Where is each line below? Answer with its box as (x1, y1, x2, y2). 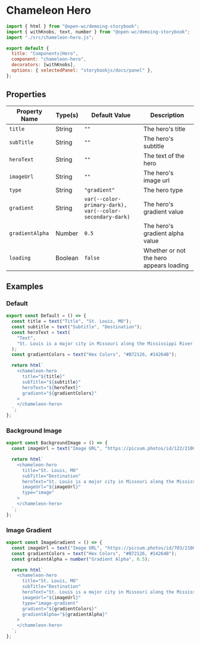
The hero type (143, 186, 183, 194)
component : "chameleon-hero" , (11, 56, 86, 63)
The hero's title (143, 125, 186, 133)
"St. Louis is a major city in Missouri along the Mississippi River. (17, 341, 196, 347)
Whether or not (143, 246, 186, 254)
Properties (6, 90, 46, 100)
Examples (6, 282, 43, 292)
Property (16, 107, 43, 115)
